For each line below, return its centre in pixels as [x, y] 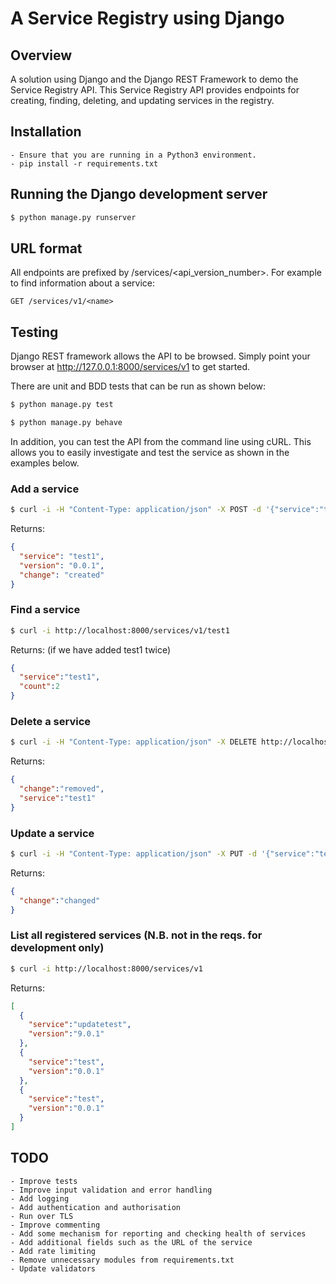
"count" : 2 [39, 687]
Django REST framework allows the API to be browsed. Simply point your [160, 356]
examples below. [45, 463]
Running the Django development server [139, 194]
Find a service [45, 610]
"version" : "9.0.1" [66, 1034]
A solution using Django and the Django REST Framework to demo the [154, 79]
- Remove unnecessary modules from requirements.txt [122, 1260]
